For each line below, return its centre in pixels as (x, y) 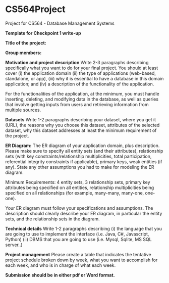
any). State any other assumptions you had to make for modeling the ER (80, 167)
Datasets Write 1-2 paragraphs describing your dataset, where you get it (81, 119)
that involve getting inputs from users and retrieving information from (77, 104)
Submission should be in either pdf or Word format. (60, 275)
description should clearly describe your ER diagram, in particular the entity (84, 213)
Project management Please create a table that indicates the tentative (78, 254)
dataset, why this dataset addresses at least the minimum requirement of (81, 130)
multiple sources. (23, 110)
